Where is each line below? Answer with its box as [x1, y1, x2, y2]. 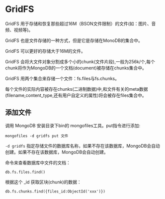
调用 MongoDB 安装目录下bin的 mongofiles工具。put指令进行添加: [5, 122, 141, 128]
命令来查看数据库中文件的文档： [5, 160, 71, 166]
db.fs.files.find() [5, 170, 46, 175]
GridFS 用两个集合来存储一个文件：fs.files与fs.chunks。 [5, 75, 119, 81]
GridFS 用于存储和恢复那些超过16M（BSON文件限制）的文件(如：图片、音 [5, 20, 156, 26]
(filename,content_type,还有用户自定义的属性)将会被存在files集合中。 [5, 92, 147, 98]
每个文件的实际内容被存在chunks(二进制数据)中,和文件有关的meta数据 [5, 86, 148, 92]
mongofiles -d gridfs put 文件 [5, 133, 69, 138]
